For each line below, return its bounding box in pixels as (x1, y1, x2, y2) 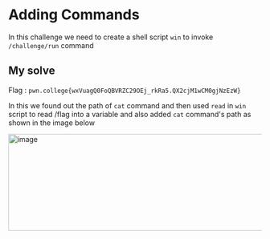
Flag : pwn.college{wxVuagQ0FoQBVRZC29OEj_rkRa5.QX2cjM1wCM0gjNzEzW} (8, 85, 241, 95)
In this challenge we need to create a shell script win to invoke (8, 32, 214, 42)
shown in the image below (8, 118, 95, 128)
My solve (8, 64, 55, 78)
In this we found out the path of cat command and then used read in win (8, 100, 247, 110)
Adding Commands (8, 6, 140, 24)
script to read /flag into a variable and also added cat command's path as (8, 109, 252, 119)
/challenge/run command (8, 40, 94, 50)
